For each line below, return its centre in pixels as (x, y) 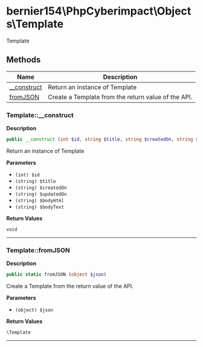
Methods (24, 60)
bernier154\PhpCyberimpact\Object (99, 11)
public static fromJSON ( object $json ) (56, 275)
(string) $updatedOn (41, 194)
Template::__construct (40, 115)
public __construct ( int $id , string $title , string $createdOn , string (100, 140)
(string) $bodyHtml (40, 200)
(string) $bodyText (40, 207)
